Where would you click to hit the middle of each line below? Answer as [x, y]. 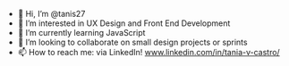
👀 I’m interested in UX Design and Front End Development [124, 23]
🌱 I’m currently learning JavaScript [81, 33]
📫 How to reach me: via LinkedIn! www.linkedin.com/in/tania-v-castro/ [149, 52]
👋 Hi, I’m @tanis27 [51, 14]
